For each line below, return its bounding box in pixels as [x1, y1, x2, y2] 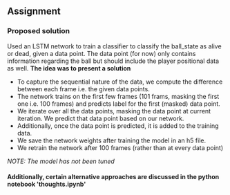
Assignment [7, 6, 61, 17]
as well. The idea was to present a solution [7, 64, 131, 72]
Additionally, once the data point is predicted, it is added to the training [17, 121, 219, 130]
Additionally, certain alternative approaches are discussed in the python [7, 173, 220, 181]
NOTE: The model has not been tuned [7, 157, 115, 165]
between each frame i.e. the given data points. [17, 84, 150, 93]
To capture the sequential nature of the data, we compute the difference [17, 77, 223, 86]
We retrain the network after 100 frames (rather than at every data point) [17, 143, 224, 151]
